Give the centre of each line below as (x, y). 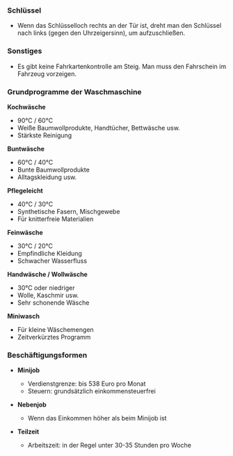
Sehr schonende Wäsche (53, 303)
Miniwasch (24, 316)
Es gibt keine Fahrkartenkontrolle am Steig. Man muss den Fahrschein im (122, 66)
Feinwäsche (25, 232)
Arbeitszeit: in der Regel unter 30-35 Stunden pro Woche (109, 446)
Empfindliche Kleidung (49, 253)
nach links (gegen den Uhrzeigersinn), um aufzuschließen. (101, 33)
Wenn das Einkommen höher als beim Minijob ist (97, 418)
